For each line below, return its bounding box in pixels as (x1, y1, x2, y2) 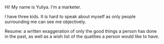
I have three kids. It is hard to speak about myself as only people (4, 14, 136, 19)
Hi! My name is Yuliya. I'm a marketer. (4, 4, 82, 10)
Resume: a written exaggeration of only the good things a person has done (4, 28, 157, 34)
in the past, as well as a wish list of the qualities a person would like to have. (4, 34, 160, 39)
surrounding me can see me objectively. (4, 19, 86, 24)
